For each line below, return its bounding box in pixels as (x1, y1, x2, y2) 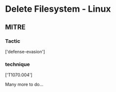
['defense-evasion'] (5, 48, 45, 54)
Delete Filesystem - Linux (5, 3, 112, 15)
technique (5, 61, 30, 68)
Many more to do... (5, 82, 44, 88)
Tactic (5, 38, 21, 45)
